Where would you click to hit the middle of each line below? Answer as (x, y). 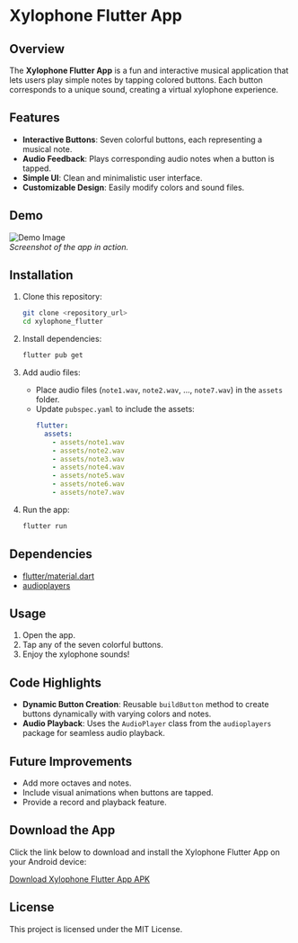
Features (35, 118)
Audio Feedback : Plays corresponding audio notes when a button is (149, 158)
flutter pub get (53, 355)
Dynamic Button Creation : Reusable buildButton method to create (145, 705)
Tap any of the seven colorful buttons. (93, 645)
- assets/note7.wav (89, 493)
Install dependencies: (62, 339)
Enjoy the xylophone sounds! (76, 654)
